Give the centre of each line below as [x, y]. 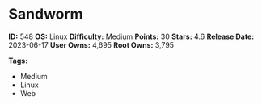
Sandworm [46, 14]
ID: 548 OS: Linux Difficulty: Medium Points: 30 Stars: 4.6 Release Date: [131, 36]
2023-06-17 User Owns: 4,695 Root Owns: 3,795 [91, 44]
